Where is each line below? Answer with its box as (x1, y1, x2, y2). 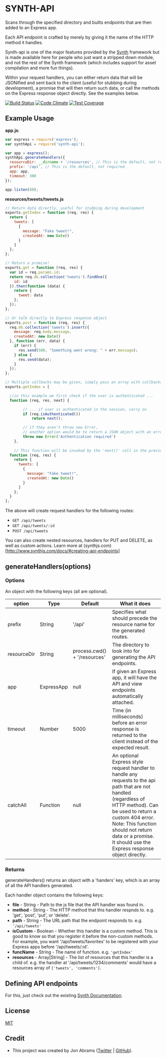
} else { (14, 352, 32, 357)
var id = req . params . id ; (9, 269, 61, 275)
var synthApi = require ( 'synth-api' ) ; (5, 142, 85, 147)
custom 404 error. (112, 814, 155, 821)
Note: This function (112, 820, 157, 827)
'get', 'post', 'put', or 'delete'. (12, 912, 71, 918)
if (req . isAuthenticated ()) (23, 412, 81, 417)
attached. (112, 699, 134, 706)
